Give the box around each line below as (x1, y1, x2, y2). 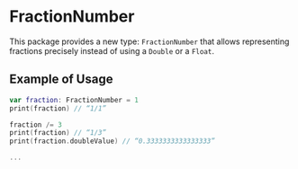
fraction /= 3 (9, 120, 63, 129)
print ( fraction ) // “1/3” (9, 129, 106, 138)
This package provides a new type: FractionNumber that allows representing (9, 36, 290, 47)
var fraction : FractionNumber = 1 (9, 95, 140, 104)
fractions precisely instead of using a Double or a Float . (9, 45, 214, 56)
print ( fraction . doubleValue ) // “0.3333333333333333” (9, 137, 216, 146)
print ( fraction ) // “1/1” (9, 103, 106, 113)
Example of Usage (9, 72, 113, 87)
